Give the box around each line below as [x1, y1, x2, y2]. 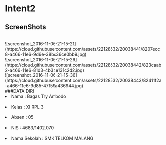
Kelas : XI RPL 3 [11, 104, 44, 109]
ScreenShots [5, 23, 46, 31]
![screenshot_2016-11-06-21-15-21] [5, 41, 76, 47]
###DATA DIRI [5, 88, 34, 94]
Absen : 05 [11, 114, 34, 120]
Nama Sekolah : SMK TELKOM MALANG [11, 135, 94, 141]
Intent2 [5, 3, 36, 14]
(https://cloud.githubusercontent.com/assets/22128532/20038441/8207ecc [5, 46, 160, 52]
